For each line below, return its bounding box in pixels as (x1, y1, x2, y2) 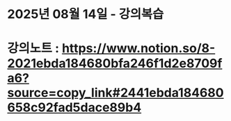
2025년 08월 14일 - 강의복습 (7, 6, 164, 22)
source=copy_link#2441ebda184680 (7, 85, 224, 101)
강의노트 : (7, 41, 60, 56)
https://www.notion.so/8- (61, 41, 216, 56)
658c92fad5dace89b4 (7, 100, 142, 115)
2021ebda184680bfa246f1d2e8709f (7, 56, 223, 71)
